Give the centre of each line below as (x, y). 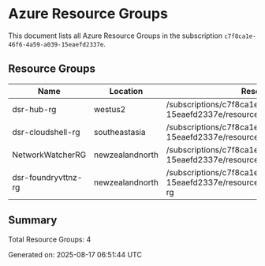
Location (126, 91)
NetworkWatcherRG (49, 155)
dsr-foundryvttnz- (47, 177)
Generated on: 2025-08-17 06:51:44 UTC (75, 254)
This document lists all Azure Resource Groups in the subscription (116, 36)
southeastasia (119, 132)
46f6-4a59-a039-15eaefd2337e (56, 44)
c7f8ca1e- (240, 36)
